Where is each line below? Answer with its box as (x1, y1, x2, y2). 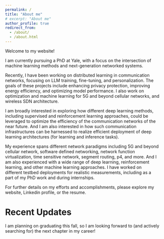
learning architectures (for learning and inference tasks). (5, 133, 119, 140)
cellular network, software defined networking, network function (5, 148, 136, 155)
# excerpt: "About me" (5, 16, 51, 21)
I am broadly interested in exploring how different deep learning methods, (5, 107, 154, 113)
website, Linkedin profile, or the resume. (5, 189, 87, 195)
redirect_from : (5, 26, 36, 30)
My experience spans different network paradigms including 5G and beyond (5, 143, 159, 149)
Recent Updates (5, 207, 72, 218)
